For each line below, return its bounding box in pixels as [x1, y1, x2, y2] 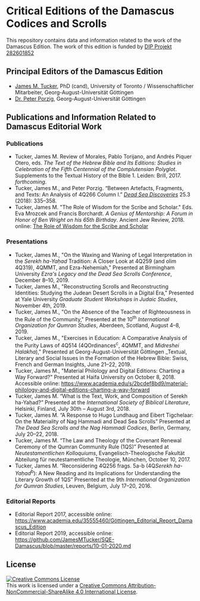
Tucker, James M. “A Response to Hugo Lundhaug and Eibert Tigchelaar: [14, 411, 194, 419]
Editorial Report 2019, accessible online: [14, 529, 113, 537]
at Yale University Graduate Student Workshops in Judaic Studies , [14, 295, 178, 302]
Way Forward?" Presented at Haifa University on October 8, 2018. [14, 374, 176, 381]
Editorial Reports [6, 497, 56, 505]
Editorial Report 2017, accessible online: [14, 511, 112, 518]
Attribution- [127, 581, 157, 588]
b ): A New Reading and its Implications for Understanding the [30, 469, 180, 476]
